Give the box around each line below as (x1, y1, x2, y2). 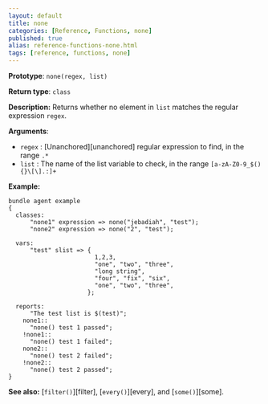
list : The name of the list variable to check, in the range (19, 159, 209, 169)
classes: (15, 211, 45, 219)
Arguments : (8, 126, 50, 136)
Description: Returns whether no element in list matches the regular (8, 102, 239, 112)
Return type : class (8, 87, 71, 96)
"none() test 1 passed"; (29, 324, 113, 332)
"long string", (94, 267, 146, 275)
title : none (8, 19, 48, 27)
